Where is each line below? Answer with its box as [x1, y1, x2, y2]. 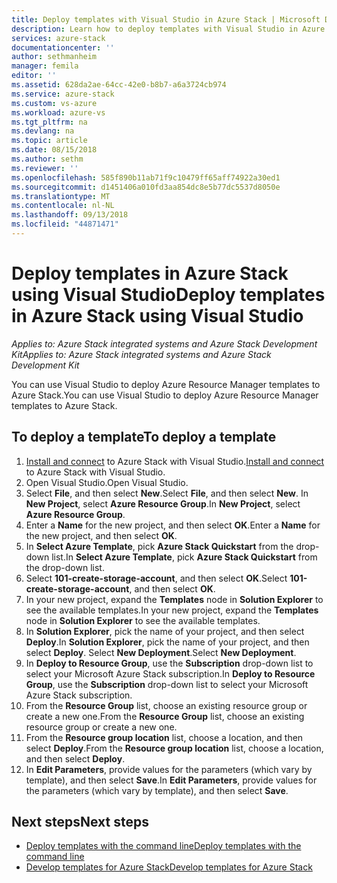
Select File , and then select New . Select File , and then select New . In [25, 487, 309, 499]
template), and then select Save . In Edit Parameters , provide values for [25, 774, 318, 786]
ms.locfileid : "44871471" [11, 219, 119, 230]
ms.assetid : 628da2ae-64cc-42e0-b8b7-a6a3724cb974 [11, 80, 227, 90]
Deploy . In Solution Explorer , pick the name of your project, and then [25, 636, 310, 648]
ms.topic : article [11, 136, 88, 146]
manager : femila [11, 61, 79, 71]
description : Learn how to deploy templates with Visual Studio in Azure [11, 24, 326, 34]
